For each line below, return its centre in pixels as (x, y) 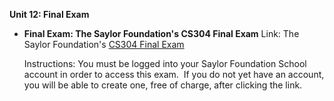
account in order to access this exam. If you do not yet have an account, (174, 74)
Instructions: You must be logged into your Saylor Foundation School (165, 63)
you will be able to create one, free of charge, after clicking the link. (163, 85)
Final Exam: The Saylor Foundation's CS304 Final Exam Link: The (161, 33)
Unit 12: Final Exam (49, 14)
